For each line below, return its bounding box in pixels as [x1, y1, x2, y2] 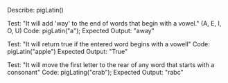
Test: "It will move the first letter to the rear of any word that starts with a [7, 61, 215, 68]
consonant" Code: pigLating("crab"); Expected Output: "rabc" [7, 68, 184, 76]
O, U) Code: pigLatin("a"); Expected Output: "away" [7, 27, 155, 35]
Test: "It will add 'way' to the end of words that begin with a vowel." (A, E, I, [7, 19, 222, 27]
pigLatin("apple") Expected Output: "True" [7, 48, 128, 55]
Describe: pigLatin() [7, 6, 64, 14]
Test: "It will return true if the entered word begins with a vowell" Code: [7, 40, 210, 48]
